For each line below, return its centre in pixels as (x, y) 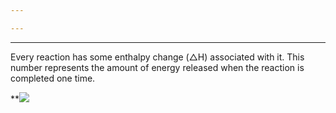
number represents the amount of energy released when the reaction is (157, 67)
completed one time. (53, 78)
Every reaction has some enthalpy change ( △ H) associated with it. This (157, 57)
